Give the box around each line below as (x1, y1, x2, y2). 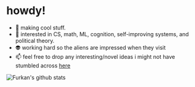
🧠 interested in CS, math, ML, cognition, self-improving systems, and (15, 30, 189, 37)
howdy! (6, 4, 46, 18)
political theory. (15, 37, 55, 44)
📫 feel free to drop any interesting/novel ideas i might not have (15, 53, 175, 60)
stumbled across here (15, 62, 71, 69)
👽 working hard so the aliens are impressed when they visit (15, 43, 166, 51)
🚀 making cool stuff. (15, 24, 66, 31)
